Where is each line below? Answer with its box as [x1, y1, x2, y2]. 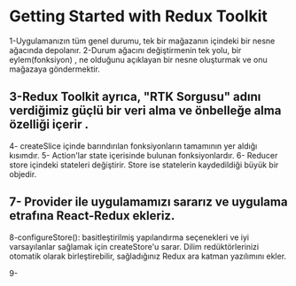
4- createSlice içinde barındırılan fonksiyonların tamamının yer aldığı [9, 140, 258, 151]
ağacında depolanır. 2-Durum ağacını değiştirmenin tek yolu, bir [9, 44, 242, 55]
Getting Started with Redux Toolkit [9, 6, 269, 27]
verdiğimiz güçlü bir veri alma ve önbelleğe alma [9, 104, 282, 119]
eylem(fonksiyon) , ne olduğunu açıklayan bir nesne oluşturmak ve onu [9, 54, 268, 65]
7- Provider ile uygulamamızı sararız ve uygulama [9, 195, 288, 210]
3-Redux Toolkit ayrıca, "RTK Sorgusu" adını [9, 89, 261, 104]
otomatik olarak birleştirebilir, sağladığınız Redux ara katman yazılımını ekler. [9, 251, 286, 261]
